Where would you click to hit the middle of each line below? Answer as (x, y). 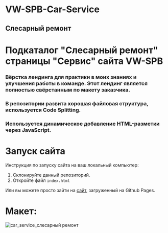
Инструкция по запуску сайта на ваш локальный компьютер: (72, 165)
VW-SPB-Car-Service (52, 9)
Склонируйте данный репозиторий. (51, 175)
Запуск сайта (35, 151)
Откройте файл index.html (41, 180)
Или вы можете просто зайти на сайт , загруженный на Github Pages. (80, 191)
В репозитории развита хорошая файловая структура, (77, 103)
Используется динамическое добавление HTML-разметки (82, 124)
